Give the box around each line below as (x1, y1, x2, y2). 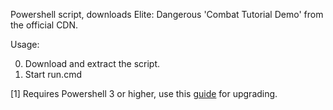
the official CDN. (10, 19, 79, 31)
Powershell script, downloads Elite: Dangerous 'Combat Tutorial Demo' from (10, 9, 324, 20)
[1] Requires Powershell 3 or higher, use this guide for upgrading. (10, 88, 278, 99)
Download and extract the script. (24, 58, 161, 69)
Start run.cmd (24, 69, 82, 80)
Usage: (10, 39, 40, 50)
